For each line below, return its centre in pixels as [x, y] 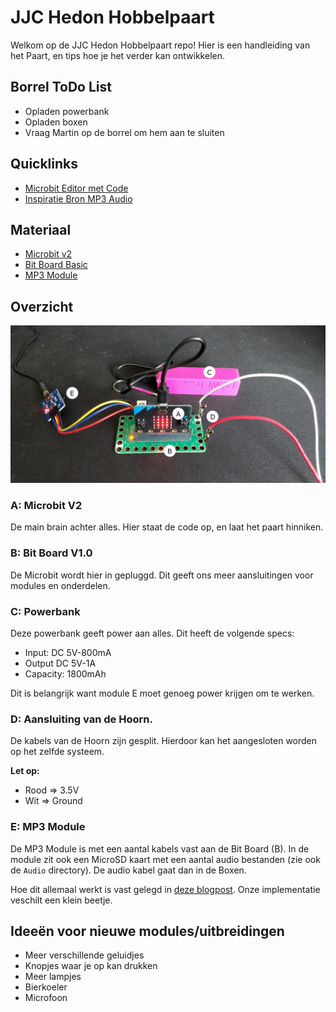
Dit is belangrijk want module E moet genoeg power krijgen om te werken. [162, 693]
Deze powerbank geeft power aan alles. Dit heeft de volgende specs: [152, 633]
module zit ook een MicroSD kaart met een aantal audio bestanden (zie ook [165, 859]
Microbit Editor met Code [76, 188]
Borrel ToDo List [61, 87]
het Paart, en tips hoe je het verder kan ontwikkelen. [117, 55]
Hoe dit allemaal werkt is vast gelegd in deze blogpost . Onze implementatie [165, 889]
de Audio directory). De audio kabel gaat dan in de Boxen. [128, 870]
